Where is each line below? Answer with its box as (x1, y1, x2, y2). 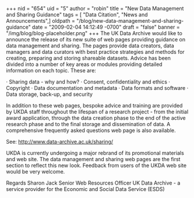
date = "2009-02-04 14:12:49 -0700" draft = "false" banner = (31, 23, 180, 30)
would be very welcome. (6, 168, 65, 175)
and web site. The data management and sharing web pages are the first (6, 156, 181, 162)
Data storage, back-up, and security (6, 91, 93, 98)
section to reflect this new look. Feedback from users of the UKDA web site (6, 162, 187, 169)
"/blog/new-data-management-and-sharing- (76, 18, 184, 24)
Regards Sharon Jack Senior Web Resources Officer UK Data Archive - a (6, 179, 181, 186)
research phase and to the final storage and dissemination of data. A (6, 121, 171, 127)
